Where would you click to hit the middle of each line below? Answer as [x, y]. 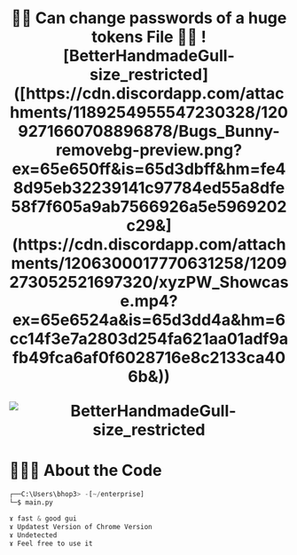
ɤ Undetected [33, 535]
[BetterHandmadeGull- [149, 56]
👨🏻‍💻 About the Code [86, 471]
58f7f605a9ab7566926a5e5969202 [149, 207]
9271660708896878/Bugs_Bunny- [149, 131]
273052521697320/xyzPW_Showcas [149, 282]
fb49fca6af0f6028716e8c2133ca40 [149, 358]
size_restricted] [149, 75]
